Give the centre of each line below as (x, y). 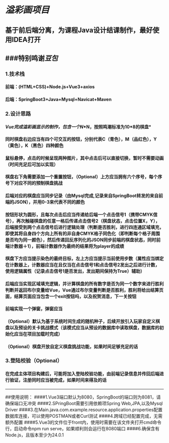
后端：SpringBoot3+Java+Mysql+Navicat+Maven (58, 100)
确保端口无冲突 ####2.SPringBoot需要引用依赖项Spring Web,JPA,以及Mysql (84, 403)
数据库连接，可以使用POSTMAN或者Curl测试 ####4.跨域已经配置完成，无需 (84, 416)
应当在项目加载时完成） (38, 334)
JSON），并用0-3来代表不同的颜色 (49, 202)
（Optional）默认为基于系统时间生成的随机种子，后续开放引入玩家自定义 (80, 321)
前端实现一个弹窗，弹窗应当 (34, 309)
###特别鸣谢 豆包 (31, 58)
